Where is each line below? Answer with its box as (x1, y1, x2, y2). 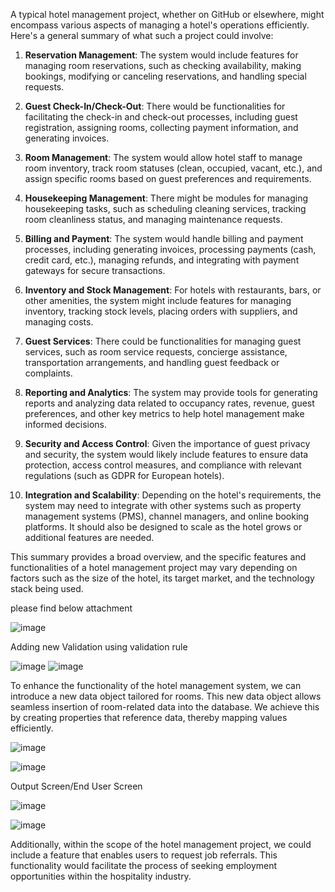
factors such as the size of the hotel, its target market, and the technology (10, 572, 315, 584)
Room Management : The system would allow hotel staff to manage (24, 152, 303, 163)
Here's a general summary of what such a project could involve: (10, 30, 274, 41)
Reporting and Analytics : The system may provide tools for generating (24, 387, 318, 398)
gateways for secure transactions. (24, 265, 166, 276)
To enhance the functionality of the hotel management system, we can (10, 680, 302, 691)
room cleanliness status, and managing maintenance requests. (24, 214, 283, 225)
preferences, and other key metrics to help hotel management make (24, 408, 305, 419)
